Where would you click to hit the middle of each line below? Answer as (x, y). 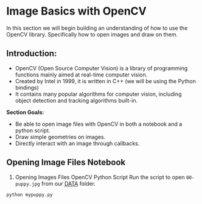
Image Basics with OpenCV (77, 11)
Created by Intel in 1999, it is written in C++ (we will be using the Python (105, 81)
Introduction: (32, 54)
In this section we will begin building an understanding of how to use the (97, 28)
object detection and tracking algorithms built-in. (76, 100)
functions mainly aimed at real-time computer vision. (81, 75)
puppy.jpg (28, 184)
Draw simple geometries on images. (60, 137)
